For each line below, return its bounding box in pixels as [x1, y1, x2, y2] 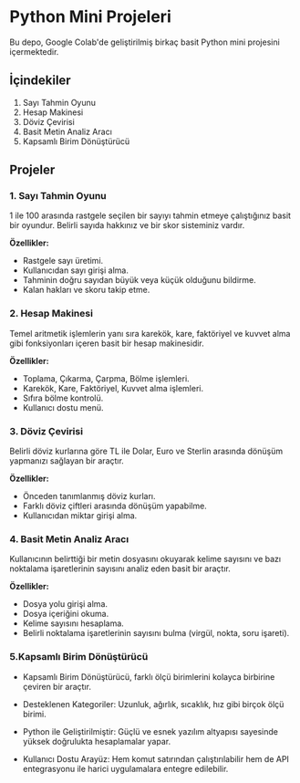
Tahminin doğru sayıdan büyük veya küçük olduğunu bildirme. [22, 275, 257, 286]
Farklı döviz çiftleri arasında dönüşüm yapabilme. [22, 500, 207, 512]
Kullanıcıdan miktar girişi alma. [22, 510, 138, 521]
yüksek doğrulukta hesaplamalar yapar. [22, 736, 171, 746]
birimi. [22, 708, 47, 719]
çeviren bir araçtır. [22, 681, 91, 692]
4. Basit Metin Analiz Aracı [9, 532, 129, 545]
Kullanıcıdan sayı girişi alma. [22, 265, 129, 276]
